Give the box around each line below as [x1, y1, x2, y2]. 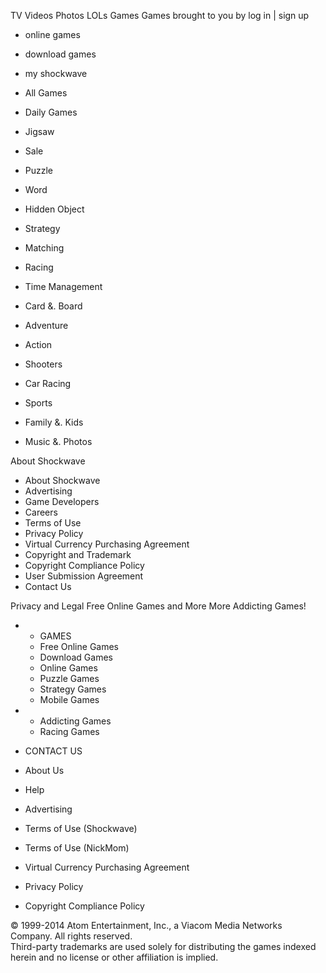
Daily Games [24, 106, 78, 118]
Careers [24, 506, 58, 518]
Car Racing [24, 378, 72, 389]
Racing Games [39, 726, 100, 737]
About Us [24, 765, 65, 776]
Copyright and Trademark [24, 549, 132, 560]
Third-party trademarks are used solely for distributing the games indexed [10, 941, 317, 952]
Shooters [24, 358, 63, 370]
